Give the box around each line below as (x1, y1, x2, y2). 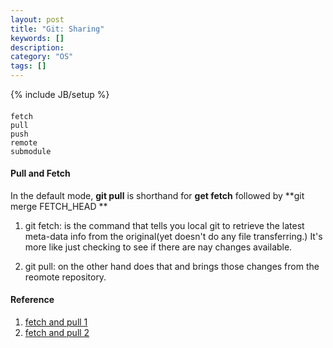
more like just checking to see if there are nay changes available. (24, 241, 293, 253)
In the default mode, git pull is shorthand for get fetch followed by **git (10, 189, 305, 201)
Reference (10, 294, 55, 306)
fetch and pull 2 (24, 327, 90, 338)
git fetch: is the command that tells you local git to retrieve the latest (24, 219, 305, 231)
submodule (10, 146, 52, 156)
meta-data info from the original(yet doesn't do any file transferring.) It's (24, 230, 323, 242)
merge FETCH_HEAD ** (10, 200, 108, 212)
